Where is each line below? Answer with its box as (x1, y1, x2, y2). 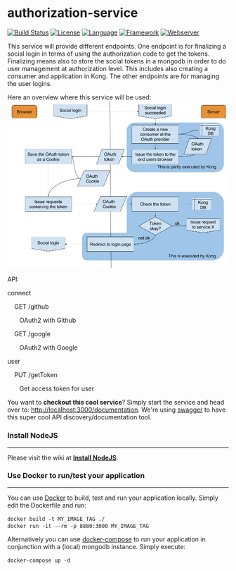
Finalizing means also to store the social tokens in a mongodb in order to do (7, 56, 227, 65)
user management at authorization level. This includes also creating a (7, 64, 209, 73)
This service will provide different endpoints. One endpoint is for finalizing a (7, 42, 227, 50)
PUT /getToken (13, 371, 58, 379)
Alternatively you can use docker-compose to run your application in (7, 534, 206, 544)
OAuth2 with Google (19, 343, 79, 352)
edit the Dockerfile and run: (7, 501, 86, 509)
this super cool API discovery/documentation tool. (7, 413, 152, 422)
